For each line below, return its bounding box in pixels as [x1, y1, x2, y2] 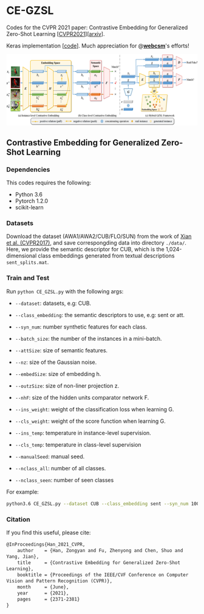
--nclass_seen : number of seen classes [15, 476, 114, 484]
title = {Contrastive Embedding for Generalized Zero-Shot [17, 559, 181, 566]
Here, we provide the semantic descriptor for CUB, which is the [6, 246, 165, 253]
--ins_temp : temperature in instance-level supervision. [15, 429, 152, 436]
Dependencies [6, 165, 50, 173]
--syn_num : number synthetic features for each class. [15, 323, 148, 330]
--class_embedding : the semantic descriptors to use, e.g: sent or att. [15, 311, 185, 318]
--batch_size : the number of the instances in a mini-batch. [15, 335, 162, 342]
